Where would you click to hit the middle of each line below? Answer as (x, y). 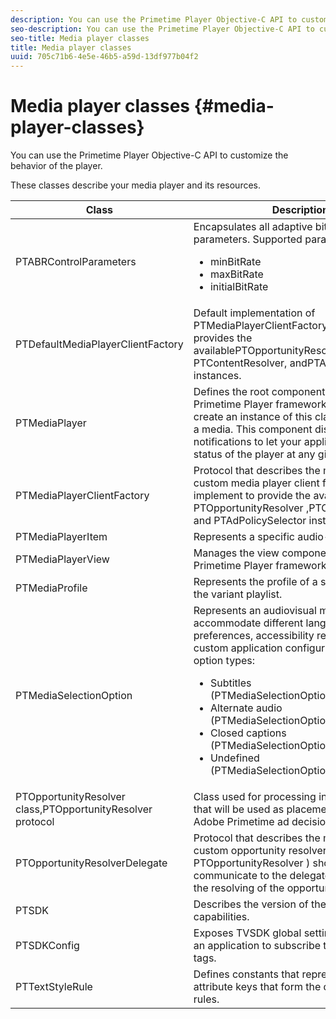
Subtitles (230, 683)
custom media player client (256, 483)
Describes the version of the (260, 904)
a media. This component (253, 429)
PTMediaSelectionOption (74, 696)
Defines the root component (259, 392)
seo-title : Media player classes (80, 38)
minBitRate (235, 262)
